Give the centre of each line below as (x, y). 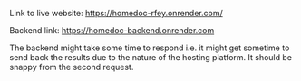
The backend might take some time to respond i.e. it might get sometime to (150, 48)
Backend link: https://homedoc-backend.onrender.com (112, 30)
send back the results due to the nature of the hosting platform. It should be (151, 57)
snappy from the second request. (72, 67)
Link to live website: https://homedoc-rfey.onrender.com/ (117, 13)
